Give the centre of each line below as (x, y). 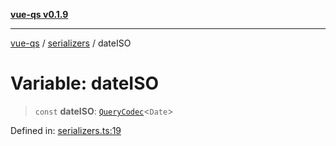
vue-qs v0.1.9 (39, 14)
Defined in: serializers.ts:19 (66, 130)
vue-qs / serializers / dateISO (71, 43)
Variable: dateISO (85, 83)
